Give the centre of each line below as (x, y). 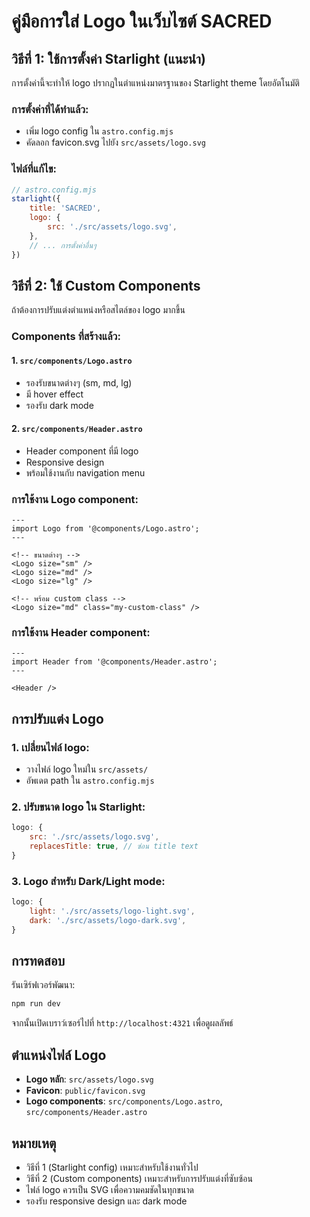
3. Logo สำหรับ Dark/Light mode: (88, 881)
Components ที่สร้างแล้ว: (66, 337)
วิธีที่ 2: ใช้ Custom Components (106, 285)
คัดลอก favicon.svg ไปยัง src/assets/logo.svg (115, 142)
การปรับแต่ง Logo (57, 718)
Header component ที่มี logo (82, 451)
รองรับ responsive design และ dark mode (106, 1201)
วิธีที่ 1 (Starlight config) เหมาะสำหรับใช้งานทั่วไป (112, 1167)
